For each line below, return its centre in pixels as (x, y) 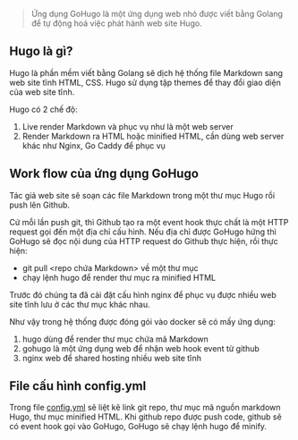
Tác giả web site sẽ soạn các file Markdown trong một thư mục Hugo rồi (142, 195)
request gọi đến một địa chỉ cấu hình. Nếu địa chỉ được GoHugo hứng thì (143, 232)
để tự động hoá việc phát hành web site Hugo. (117, 23)
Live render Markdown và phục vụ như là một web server (128, 126)
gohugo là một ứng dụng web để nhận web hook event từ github (140, 348)
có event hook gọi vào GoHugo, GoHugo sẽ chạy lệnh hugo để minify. (138, 427)
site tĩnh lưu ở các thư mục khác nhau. (80, 304)
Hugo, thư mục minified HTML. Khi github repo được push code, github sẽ (145, 417)
